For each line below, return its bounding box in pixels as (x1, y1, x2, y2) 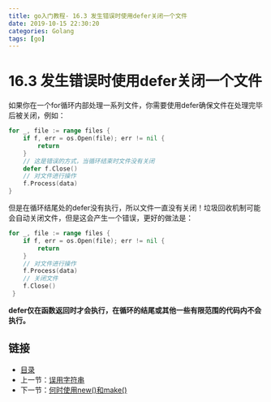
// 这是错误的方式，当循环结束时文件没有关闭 (23, 157, 155, 165)
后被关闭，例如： (8, 110, 66, 120)
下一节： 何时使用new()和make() (19, 385, 127, 395)
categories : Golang (8, 27, 75, 35)
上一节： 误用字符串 (19, 374, 85, 384)
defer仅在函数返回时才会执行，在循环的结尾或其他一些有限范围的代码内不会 (8, 305, 262, 315)
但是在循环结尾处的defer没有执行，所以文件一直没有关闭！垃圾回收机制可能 (8, 203, 261, 213)
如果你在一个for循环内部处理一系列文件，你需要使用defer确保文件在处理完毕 (8, 101, 264, 110)
